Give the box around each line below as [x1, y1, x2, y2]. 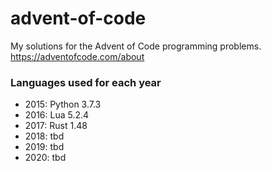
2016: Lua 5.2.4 [24, 109, 90, 121]
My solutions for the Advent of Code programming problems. [10, 40, 262, 52]
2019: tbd [24, 141, 65, 153]
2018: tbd [24, 130, 65, 142]
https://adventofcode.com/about [10, 50, 145, 62]
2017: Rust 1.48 [24, 120, 88, 132]
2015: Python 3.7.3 [24, 98, 102, 111]
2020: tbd [24, 152, 67, 164]
